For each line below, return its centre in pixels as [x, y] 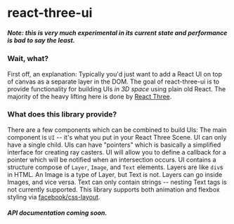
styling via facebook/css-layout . [54, 197]
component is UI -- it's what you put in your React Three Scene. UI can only [117, 137]
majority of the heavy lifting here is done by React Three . [90, 96]
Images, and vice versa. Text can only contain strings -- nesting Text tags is [117, 182]
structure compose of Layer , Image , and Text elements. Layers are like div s [115, 167]
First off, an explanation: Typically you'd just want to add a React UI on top [115, 74]
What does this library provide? [62, 114]
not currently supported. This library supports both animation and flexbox [113, 189]
